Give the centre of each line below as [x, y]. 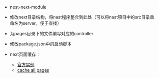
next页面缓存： [25, 54]
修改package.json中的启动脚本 [41, 44]
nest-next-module [28, 7]
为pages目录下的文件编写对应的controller [52, 33]
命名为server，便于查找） [36, 23]
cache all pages [33, 70]
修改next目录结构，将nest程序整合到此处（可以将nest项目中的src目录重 [82, 17]
